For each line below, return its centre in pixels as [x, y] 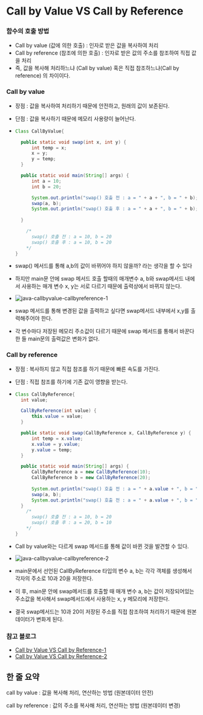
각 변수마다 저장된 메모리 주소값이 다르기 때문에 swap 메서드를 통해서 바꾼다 [105, 331]
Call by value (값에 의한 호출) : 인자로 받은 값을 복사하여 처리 [87, 45]
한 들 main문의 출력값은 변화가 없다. [57, 339]
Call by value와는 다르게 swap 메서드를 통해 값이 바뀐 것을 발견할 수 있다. [102, 546]
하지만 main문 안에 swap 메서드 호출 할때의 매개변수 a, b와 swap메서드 [99, 279]
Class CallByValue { [40, 131]
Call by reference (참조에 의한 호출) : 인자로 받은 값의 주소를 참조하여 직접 [102, 53]
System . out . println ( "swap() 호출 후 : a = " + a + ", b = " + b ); [114, 209]
